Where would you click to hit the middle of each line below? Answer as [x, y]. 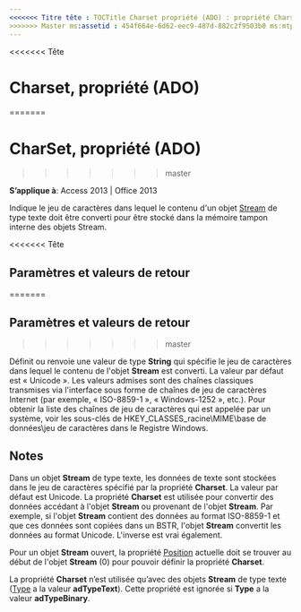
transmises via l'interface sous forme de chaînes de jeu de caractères [138, 390]
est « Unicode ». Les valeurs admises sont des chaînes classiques [131, 380]
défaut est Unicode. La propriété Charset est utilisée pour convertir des [142, 496]
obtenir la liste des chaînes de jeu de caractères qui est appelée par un [140, 409]
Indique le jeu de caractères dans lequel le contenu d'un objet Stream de [143, 208]
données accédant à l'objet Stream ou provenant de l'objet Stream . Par [141, 506]
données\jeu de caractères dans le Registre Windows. [109, 428]
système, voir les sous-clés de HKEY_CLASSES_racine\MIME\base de [138, 418]
